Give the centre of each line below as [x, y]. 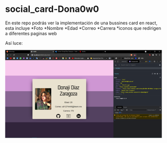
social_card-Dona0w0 [52, 9]
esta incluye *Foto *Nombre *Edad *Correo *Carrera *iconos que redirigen [83, 28]
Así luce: [14, 43]
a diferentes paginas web [31, 33]
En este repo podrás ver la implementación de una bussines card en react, [81, 23]
